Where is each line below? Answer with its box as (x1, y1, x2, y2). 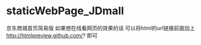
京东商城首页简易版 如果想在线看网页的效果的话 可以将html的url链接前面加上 (6, 24, 196, 31)
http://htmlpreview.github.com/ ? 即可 (6, 31, 98, 39)
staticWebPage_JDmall (6, 4, 125, 18)
